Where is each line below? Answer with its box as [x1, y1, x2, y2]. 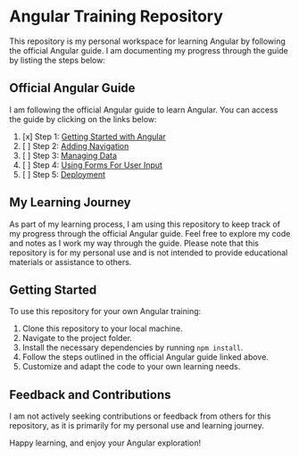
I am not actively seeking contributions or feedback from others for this [9, 411, 271, 421]
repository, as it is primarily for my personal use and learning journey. [9, 420, 265, 431]
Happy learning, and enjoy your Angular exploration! [9, 437, 202, 448]
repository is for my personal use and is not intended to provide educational [9, 247, 288, 258]
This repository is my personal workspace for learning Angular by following [9, 36, 286, 46]
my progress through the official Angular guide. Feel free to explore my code [9, 228, 291, 238]
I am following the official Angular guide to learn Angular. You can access [9, 104, 278, 115]
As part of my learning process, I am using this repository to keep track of [9, 219, 281, 229]
